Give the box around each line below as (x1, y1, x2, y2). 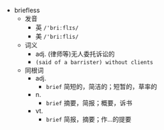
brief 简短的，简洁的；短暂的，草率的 (45, 83, 158, 90)
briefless (13, 6, 40, 14)
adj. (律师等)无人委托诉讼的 (35, 49, 115, 58)
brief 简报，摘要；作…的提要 (45, 115, 132, 123)
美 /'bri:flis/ (35, 32, 80, 40)
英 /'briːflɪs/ (35, 23, 80, 31)
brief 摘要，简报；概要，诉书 (45, 99, 133, 107)
